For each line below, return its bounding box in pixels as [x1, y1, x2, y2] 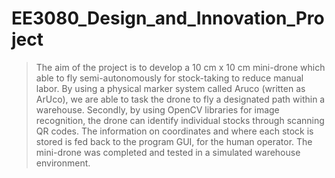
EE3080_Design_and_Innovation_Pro [11, 7, 325, 30]
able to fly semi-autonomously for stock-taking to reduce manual [35, 72, 304, 84]
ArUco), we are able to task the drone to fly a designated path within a [35, 93, 326, 105]
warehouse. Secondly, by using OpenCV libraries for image [35, 103, 280, 116]
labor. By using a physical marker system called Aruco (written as [35, 82, 306, 94]
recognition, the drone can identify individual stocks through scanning [35, 114, 325, 126]
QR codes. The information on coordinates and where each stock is [35, 125, 314, 137]
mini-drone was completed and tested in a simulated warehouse [35, 146, 301, 158]
